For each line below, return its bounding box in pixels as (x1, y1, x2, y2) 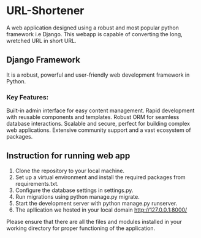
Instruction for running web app (6, 151, 131, 161)
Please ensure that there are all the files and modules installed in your (6, 218, 182, 225)
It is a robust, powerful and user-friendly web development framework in (6, 71, 190, 79)
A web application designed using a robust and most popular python (6, 24, 180, 31)
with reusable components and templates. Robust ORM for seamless (6, 113, 180, 121)
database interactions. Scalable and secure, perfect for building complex (6, 120, 190, 128)
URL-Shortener (6, 4, 85, 18)
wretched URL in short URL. (6, 37, 77, 44)
